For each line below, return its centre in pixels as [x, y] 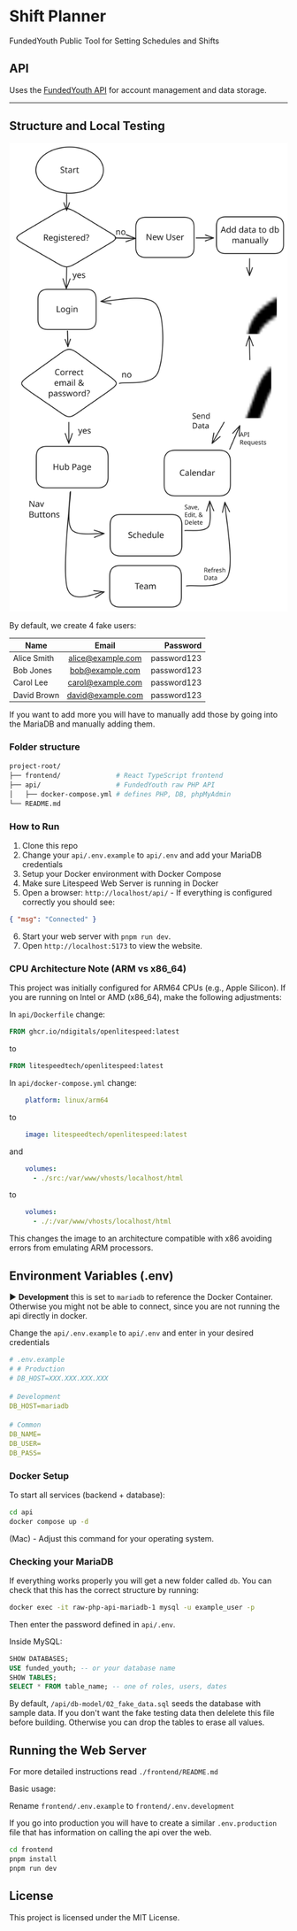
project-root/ [35, 766]
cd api [21, 1512]
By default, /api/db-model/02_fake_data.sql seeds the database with [135, 1704]
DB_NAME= [25, 1434]
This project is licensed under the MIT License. [95, 1917]
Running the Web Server [78, 1750]
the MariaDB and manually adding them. [82, 724]
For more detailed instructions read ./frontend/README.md [114, 1772]
